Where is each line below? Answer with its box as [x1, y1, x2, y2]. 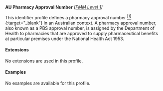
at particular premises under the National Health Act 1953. [5, 36, 125, 42]
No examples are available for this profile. [5, 80, 91, 86]
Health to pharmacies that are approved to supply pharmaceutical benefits [5, 30, 159, 36]
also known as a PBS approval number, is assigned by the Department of [5, 25, 155, 31]
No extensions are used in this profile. [5, 58, 83, 64]
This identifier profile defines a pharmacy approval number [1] [5, 14, 132, 20]
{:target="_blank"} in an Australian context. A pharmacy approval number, [5, 20, 157, 26]
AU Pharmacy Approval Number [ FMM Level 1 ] [5, 4, 103, 10]
